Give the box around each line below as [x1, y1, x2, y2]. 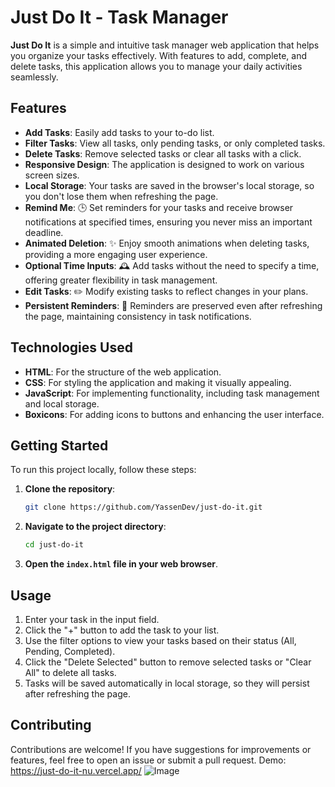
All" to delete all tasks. [24, 666, 117, 678]
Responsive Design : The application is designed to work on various [24, 158, 305, 170]
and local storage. [24, 397, 100, 410]
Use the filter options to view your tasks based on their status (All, [24, 634, 297, 646]
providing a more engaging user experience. [24, 248, 208, 260]
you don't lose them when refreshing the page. [24, 190, 219, 202]
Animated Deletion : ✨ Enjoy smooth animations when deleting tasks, [24, 237, 310, 249]
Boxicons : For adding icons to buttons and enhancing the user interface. [24, 408, 325, 420]
